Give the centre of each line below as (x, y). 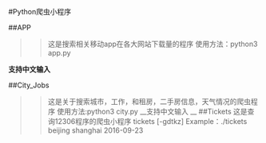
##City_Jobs (29, 85)
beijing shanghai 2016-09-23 (95, 130)
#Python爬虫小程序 (40, 12)
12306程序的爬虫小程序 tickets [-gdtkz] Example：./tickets (151, 121)
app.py (59, 53)
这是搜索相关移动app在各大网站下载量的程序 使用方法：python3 (153, 44)
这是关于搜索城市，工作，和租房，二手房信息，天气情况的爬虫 (149, 101)
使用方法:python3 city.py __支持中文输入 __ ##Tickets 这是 (152, 111)
